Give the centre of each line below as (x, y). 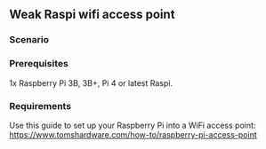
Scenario (29, 40)
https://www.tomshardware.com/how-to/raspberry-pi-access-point (133, 134)
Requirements (40, 106)
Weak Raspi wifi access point (92, 15)
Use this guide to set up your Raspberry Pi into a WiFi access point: (133, 125)
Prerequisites (39, 64)
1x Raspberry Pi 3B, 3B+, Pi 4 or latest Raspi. (91, 82)
